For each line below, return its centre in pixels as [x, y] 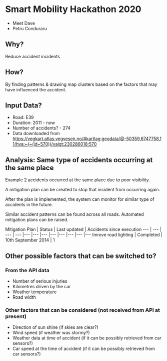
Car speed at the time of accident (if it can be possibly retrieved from [83, 349]
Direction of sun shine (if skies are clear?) [55, 327]
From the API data [27, 270]
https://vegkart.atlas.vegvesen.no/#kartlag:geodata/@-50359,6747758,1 [87, 139]
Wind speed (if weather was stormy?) [51, 333]
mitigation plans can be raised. [37, 220]
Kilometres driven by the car [41, 286]
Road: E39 [23, 117]
